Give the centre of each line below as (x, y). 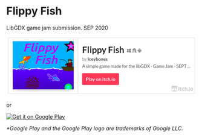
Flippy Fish (34, 11)
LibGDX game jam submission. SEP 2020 (57, 28)
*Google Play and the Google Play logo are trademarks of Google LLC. (95, 128)
